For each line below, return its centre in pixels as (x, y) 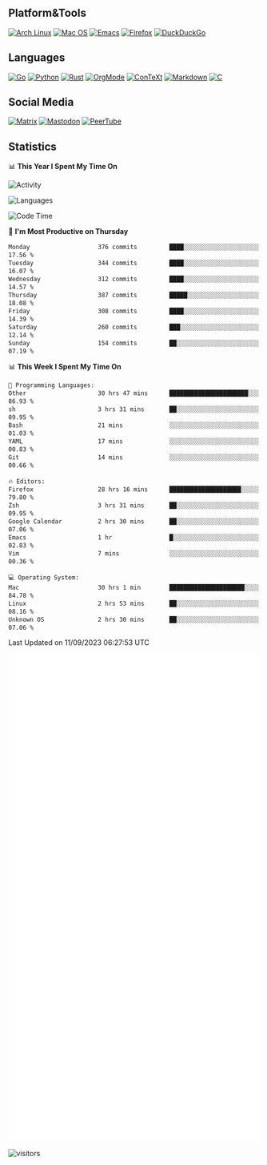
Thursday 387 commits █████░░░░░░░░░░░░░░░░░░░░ (134, 296)
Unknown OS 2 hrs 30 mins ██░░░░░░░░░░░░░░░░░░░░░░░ (134, 620)
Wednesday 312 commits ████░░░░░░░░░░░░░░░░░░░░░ (134, 280)
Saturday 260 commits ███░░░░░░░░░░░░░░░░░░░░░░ (134, 328)
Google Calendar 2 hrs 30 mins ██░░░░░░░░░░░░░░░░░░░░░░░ (134, 522)
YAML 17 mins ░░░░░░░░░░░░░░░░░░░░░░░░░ (134, 441)
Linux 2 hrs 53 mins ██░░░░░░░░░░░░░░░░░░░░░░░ (134, 604)
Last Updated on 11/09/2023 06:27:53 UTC (79, 643)
